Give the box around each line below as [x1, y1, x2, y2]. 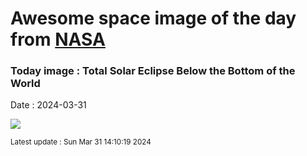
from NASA [10, 28, 106, 51]
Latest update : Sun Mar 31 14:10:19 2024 [10, 137, 152, 147]
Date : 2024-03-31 [10, 99, 87, 111]
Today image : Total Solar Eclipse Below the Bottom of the [10, 64, 296, 78]
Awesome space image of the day [10, 7, 297, 30]
